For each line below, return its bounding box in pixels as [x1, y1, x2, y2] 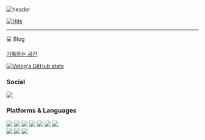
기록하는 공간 [6, 51, 38, 57]
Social [6, 77, 26, 86]
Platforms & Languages [6, 107, 77, 115]
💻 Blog [6, 35, 25, 43]
